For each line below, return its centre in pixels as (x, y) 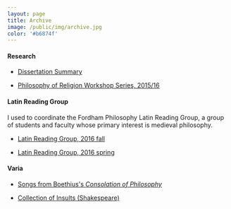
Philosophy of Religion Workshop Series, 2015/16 (88, 85)
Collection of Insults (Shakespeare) (68, 198)
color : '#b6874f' (33, 34)
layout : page (26, 14)
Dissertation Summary (50, 72)
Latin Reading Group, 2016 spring (66, 152)
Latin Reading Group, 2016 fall (61, 138)
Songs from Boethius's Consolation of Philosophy (89, 184)
